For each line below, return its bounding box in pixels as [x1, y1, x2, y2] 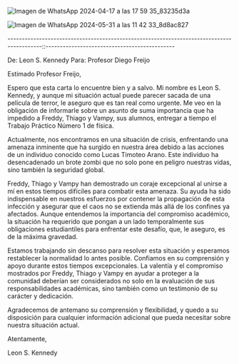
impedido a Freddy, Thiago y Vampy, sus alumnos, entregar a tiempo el [7, 114, 216, 122]
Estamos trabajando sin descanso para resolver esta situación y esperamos [7, 246, 230, 255]
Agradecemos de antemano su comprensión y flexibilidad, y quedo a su [7, 305, 219, 314]
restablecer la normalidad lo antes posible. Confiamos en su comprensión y [7, 254, 230, 262]
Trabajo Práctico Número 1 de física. [7, 121, 114, 130]
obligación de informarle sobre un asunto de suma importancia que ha [7, 106, 214, 114]
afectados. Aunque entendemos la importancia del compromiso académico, [7, 210, 230, 218]
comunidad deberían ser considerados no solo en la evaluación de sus [7, 277, 215, 285]
